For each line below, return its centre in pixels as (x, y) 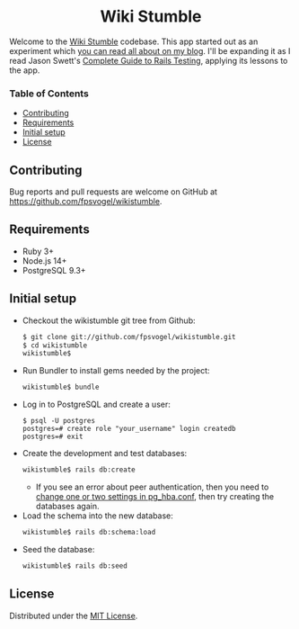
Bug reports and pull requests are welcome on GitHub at (114, 192)
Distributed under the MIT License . (74, 616)
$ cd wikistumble (55, 345)
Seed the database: (58, 549)
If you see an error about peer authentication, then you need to (152, 487)
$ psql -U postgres (59, 421)
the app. (25, 70)
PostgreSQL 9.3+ (54, 270)
